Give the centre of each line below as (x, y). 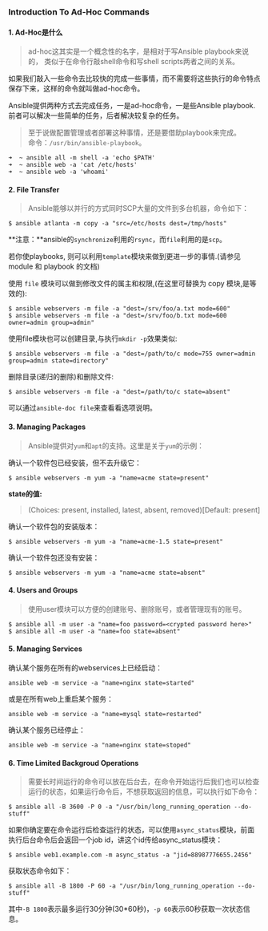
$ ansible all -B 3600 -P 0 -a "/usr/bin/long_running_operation (119, 807)
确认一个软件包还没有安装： (54, 557)
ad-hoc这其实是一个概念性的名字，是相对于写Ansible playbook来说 (138, 51)
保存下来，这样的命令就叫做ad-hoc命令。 (76, 89)
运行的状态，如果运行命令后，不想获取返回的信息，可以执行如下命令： (144, 791)
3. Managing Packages (47, 427)
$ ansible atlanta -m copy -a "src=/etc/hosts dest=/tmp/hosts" (118, 224)
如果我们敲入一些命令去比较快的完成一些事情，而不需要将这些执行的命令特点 (134, 79)
